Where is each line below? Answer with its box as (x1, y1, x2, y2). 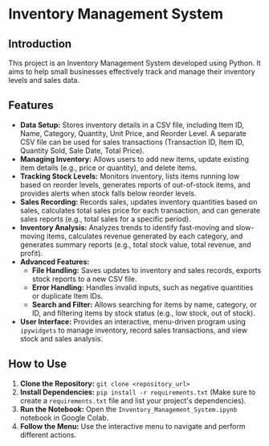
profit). (19, 248, 43, 258)
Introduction (8, 37, 72, 51)
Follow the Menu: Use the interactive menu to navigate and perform (19, 421, 246, 431)
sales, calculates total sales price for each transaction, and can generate (19, 205, 261, 215)
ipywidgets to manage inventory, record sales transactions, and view (19, 325, 247, 335)
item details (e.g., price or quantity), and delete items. (19, 163, 198, 172)
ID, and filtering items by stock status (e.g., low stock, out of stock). (31, 308, 255, 318)
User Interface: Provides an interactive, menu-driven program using (19, 316, 247, 326)
